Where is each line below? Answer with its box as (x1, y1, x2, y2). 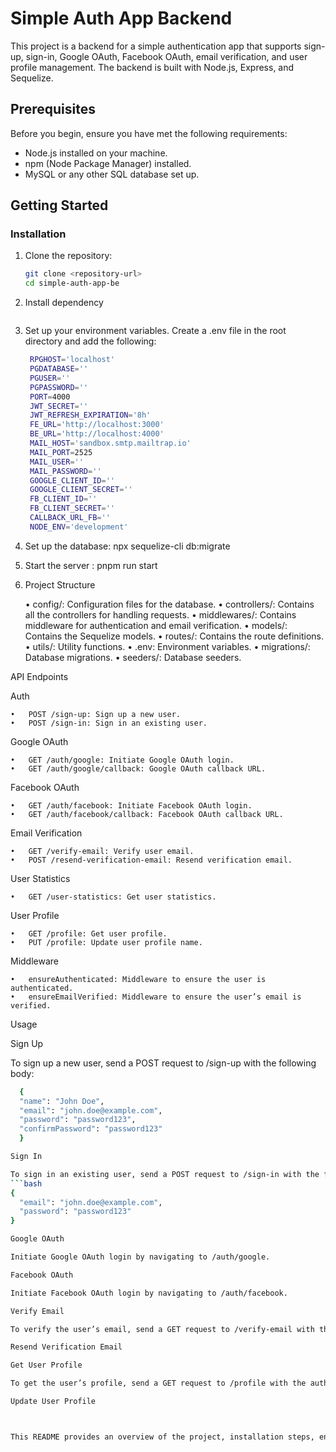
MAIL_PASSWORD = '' (29, 466, 102, 476)
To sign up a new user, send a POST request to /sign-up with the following (10, 1057, 317, 1069)
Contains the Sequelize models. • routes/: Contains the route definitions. (24, 630, 325, 642)
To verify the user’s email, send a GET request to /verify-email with (10, 1324, 315, 1334)
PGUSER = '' (29, 373, 71, 383)
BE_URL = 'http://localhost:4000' (29, 429, 165, 439)
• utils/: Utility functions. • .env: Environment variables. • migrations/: (24, 640, 311, 652)
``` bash (10, 1178, 43, 1189)
